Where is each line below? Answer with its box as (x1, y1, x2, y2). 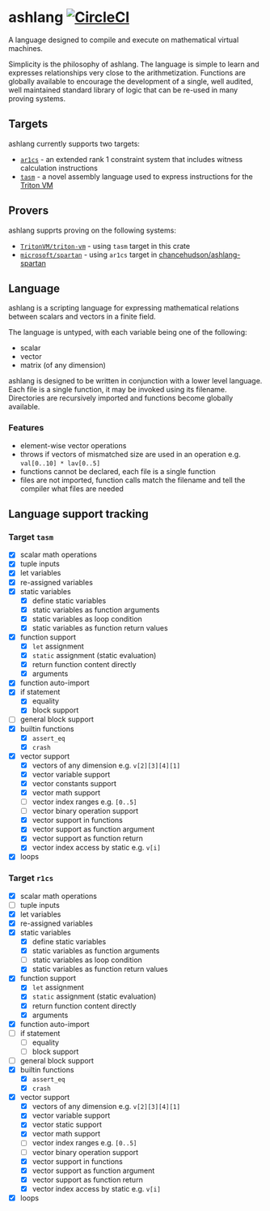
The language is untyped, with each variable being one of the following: (8, 327, 248, 337)
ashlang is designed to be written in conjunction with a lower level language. (8, 376, 263, 386)
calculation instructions (19, 163, 99, 173)
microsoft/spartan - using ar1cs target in (19, 250, 158, 259)
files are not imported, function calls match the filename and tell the (19, 475, 246, 485)
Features (8, 422, 44, 434)
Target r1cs (8, 872, 54, 884)
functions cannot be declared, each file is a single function (19, 466, 216, 476)
